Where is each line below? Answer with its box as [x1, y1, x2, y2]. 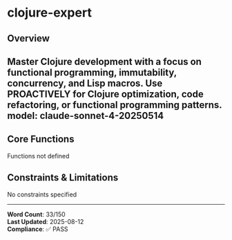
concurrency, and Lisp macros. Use [7, 77, 163, 89]
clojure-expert [7, 5, 92, 21]
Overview [7, 33, 50, 44]
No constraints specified [7, 190, 77, 199]
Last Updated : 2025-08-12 [7, 217, 84, 225]
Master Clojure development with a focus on [7, 55, 202, 67]
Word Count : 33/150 [7, 210, 66, 219]
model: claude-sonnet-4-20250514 [7, 109, 164, 122]
